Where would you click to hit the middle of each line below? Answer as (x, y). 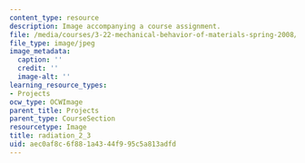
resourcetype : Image (49, 128)
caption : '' (40, 60)
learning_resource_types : (58, 85)
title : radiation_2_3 (50, 136)
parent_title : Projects (54, 110)
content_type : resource (54, 18)
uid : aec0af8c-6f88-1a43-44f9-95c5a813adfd (93, 144)
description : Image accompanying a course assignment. (115, 26)
